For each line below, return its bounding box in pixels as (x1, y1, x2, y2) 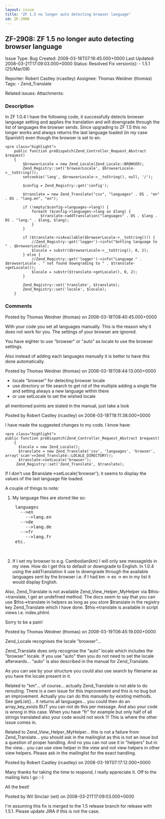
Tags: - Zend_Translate (5, 81, 52, 87)
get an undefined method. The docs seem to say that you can (30, 593, 156, 600)
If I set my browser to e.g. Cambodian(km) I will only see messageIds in (12, 558, 158, 564)
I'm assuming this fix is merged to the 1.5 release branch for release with (5, 803, 152, 809)
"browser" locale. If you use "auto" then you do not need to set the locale (5, 653, 154, 659)
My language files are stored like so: (12, 495, 86, 501)
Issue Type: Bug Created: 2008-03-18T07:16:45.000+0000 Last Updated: (5, 55, 155, 62)
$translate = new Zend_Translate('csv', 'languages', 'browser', (18, 449, 155, 454)
